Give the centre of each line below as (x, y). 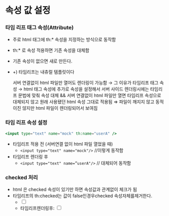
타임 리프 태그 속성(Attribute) (40, 27)
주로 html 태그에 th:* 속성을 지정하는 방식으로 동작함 (64, 40)
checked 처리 (22, 177)
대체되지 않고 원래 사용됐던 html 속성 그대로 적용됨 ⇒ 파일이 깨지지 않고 (83, 102)
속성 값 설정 (28, 10)
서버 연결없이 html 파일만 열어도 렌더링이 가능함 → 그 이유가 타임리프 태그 (86, 83)
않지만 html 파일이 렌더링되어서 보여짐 (60, 108)
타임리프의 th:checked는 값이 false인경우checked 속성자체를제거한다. (82, 196)
